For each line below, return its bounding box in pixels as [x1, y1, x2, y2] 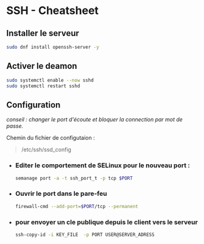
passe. [6, 123, 24, 130]
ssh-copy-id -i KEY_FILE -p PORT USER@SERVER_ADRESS [15, 231, 155, 238]
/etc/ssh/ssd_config [21, 146, 72, 153]
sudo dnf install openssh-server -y [6, 44, 99, 50]
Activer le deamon [6, 61, 77, 71]
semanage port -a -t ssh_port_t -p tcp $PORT [15, 175, 133, 181]
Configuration [6, 99, 61, 110]
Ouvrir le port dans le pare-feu [15, 190, 108, 198]
